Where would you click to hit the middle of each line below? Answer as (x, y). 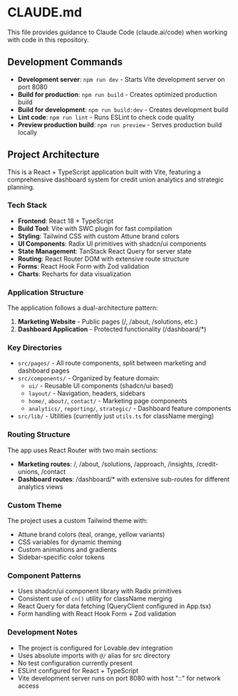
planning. (21, 187)
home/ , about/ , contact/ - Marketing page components (108, 401)
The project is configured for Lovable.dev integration (95, 648)
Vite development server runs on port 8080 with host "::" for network (119, 678)
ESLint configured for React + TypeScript (78, 670)
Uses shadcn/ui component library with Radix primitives (99, 591)
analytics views (40, 487)
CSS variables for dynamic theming (69, 542)
